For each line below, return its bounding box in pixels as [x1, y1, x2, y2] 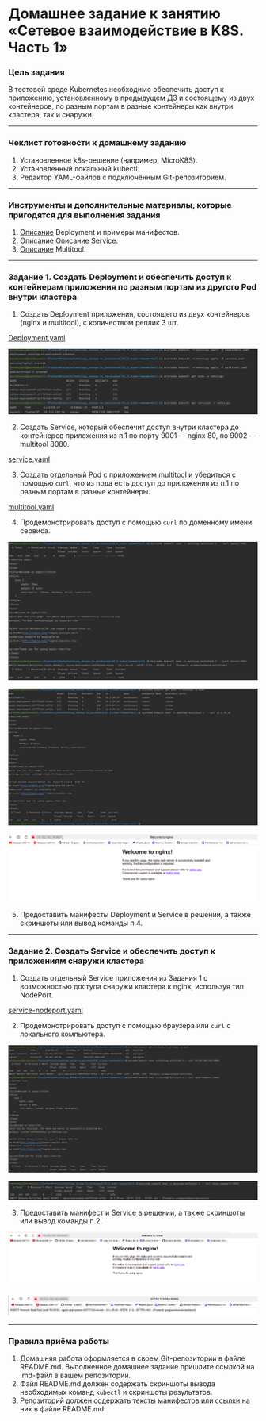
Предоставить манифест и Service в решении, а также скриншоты [19, 1208, 245, 1217]
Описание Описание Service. [19, 236, 119, 246]
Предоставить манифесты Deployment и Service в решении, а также [19, 909, 252, 919]
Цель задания [8, 67, 65, 78]
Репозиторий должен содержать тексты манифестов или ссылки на [19, 1396, 251, 1405]
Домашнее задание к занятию [8, 5, 222, 23]
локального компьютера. [19, 1029, 105, 1039]
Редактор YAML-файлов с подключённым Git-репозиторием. [19, 172, 227, 182]
